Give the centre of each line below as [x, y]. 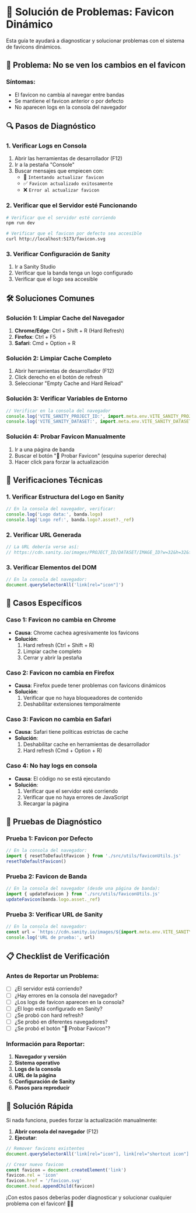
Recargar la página [46, 803]
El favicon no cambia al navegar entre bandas [69, 95]
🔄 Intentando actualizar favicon [64, 177]
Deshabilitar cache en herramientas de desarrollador [87, 744]
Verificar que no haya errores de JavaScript [76, 797]
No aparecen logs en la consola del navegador [71, 107]
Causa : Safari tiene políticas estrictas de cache [71, 732]
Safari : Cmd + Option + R [45, 343]
